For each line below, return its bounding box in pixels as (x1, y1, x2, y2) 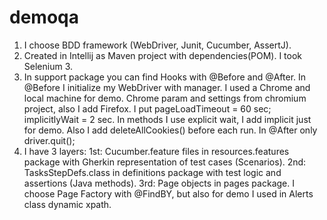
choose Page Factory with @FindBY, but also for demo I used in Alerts (23, 187, 314, 200)
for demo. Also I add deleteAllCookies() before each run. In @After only (23, 124, 318, 136)
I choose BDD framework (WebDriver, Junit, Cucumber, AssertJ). (23, 39, 292, 51)
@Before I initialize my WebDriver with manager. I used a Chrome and (23, 81, 311, 93)
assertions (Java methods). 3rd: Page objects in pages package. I (23, 177, 295, 189)
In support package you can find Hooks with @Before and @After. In (23, 71, 307, 83)
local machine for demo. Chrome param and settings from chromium (23, 92, 307, 104)
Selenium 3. (23, 60, 74, 72)
